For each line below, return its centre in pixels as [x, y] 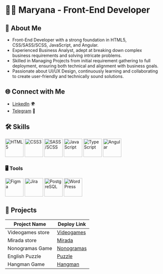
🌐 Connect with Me [35, 92]
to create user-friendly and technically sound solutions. [68, 76]
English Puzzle [24, 256]
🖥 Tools [14, 168]
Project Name [30, 224]
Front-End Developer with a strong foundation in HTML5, [69, 40]
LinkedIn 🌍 [23, 104]
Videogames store [29, 232]
